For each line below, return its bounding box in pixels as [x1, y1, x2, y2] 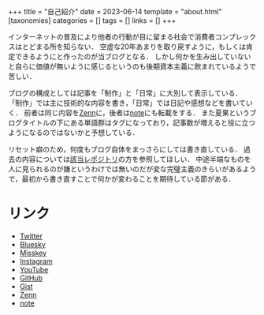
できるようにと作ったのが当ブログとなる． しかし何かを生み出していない [14, 52, 251, 61]
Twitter [19, 231, 43, 241]
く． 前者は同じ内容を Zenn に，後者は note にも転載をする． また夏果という [8, 108, 250, 117]
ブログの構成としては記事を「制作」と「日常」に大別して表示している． [8, 88, 243, 97]
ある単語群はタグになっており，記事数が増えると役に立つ [69, 118, 256, 127]
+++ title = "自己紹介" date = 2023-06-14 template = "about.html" [8, 7, 222, 16]
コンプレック [214, 32, 257, 41]
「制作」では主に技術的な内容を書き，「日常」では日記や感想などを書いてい [8, 98, 254, 107]
